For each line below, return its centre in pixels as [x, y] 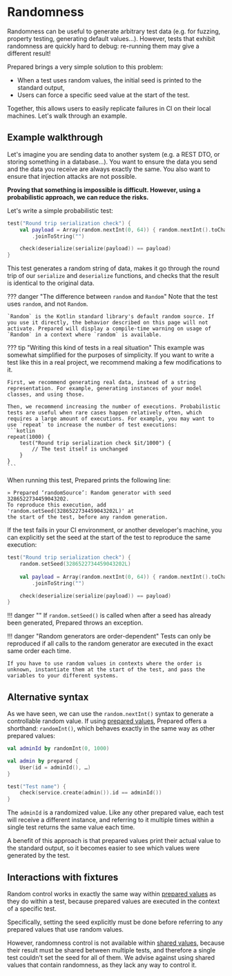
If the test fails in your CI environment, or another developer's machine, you [115, 530]
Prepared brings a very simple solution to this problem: [85, 67]
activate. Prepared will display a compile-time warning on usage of [109, 329]
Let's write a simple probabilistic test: [60, 210]
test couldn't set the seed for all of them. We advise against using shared [111, 958]
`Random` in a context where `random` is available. [85, 335]
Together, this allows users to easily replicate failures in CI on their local [109, 108]
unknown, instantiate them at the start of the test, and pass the [106, 670]
